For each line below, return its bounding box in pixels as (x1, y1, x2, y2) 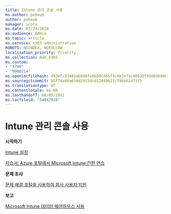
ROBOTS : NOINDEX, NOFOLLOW (5, 45, 63, 50)
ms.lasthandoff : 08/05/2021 (5, 93, 65, 98)
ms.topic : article (5, 36, 44, 41)
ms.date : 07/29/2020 (5, 26, 49, 32)
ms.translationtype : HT (5, 83, 56, 88)
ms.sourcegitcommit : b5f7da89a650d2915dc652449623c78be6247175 (5, 78, 142, 83)
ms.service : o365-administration (5, 41, 76, 46)
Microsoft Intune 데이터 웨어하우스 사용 (5, 203, 85, 209)
